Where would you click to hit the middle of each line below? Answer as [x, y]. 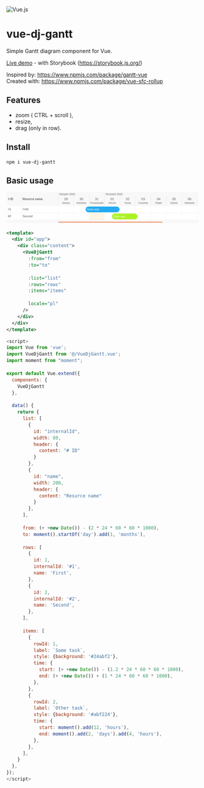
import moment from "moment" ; [45, 361]
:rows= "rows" [45, 284]
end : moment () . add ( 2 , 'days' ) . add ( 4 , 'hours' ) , [100, 734]
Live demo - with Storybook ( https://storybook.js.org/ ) [74, 63]
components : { [30, 380]
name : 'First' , [52, 573]
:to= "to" [39, 265]
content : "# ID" [59, 451]
